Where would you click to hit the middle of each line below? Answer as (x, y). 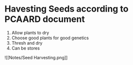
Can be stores (25, 48)
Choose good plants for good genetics (50, 38)
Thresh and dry (27, 43)
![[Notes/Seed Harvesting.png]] (36, 57)
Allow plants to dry (30, 32)
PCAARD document (45, 19)
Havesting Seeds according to (66, 9)
